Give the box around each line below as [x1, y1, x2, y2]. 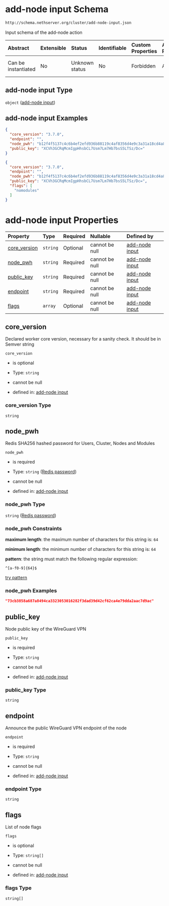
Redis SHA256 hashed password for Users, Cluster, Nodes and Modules [5, 440, 155, 446]
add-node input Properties [5, 214, 119, 225]
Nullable [90, 233, 111, 240]
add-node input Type [5, 86, 73, 94]
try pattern [5, 575, 28, 581]
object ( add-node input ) [5, 99, 55, 105]
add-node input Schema [5, 4, 109, 15]
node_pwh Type [5, 501, 45, 508]
